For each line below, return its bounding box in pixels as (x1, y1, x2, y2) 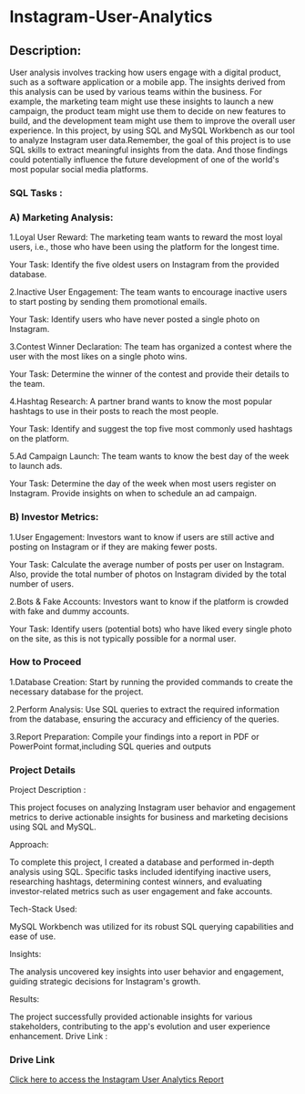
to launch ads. (9, 461, 63, 472)
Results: (9, 994, 40, 1005)
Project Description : (9, 785, 86, 796)
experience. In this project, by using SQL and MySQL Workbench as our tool (9, 125, 296, 136)
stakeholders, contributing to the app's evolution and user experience (9, 1021, 270, 1032)
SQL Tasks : (9, 186, 63, 199)
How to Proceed (9, 655, 82, 668)
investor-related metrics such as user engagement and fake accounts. (9, 886, 273, 897)
